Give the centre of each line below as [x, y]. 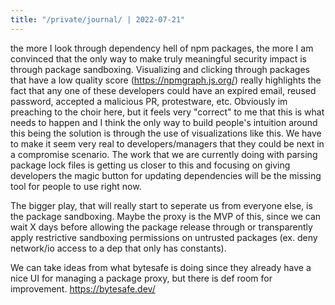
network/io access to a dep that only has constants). [118, 248]
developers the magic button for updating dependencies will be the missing [166, 175]
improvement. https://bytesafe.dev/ [83, 288]
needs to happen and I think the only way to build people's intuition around [164, 122]
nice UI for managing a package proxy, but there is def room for [141, 278]
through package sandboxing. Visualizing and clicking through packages [160, 69]
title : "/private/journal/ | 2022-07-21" [98, 19]
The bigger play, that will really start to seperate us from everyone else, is [161, 205]
